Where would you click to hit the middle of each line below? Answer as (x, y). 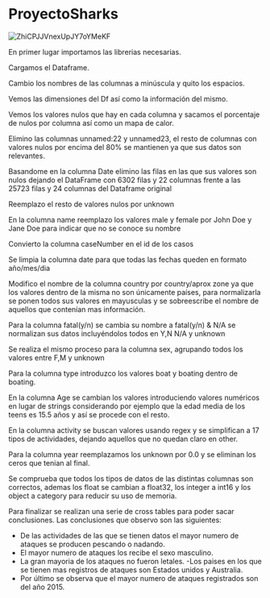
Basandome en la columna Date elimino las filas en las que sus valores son (133, 171)
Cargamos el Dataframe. (49, 67)
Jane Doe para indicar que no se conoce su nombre (95, 228)
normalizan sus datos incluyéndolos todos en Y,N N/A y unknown (117, 333)
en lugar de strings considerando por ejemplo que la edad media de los (127, 406)
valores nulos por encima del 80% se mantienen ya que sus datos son (125, 147)
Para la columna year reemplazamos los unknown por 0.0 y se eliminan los (132, 454)
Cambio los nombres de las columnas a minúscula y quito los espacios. (127, 83)
